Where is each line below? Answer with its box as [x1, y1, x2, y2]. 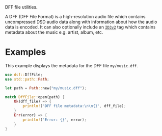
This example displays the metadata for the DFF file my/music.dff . [5, 62, 138, 68]
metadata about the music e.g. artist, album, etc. [5, 29, 103, 35]
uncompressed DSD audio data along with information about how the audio [5, 19, 157, 25]
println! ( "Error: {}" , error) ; [23, 117, 87, 122]
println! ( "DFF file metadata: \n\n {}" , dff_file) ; [23, 104, 126, 109]
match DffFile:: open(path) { [5, 94, 65, 100]
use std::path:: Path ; [5, 77, 50, 82]
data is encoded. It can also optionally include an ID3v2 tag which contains [5, 24, 156, 30]
